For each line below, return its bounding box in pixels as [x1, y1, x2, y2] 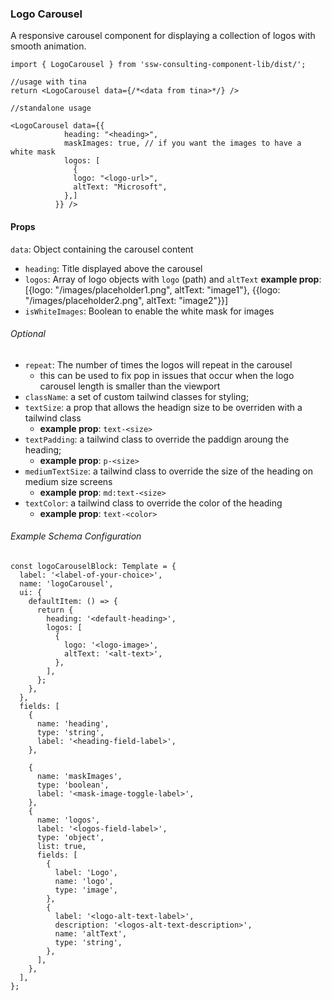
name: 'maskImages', [36, 771, 123, 781]
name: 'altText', [54, 928, 128, 939]
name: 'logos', [36, 815, 101, 825]
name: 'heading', [36, 718, 110, 729]
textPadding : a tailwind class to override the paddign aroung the [24, 433, 290, 445]
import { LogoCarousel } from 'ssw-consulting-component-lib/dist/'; [10, 60, 307, 70]
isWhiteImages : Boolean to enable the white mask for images [24, 305, 275, 317]
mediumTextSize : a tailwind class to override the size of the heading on [24, 465, 313, 477]
